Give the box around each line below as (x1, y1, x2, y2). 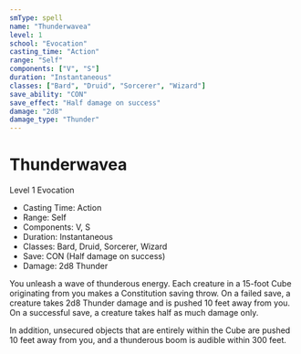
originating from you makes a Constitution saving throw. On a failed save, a (9, 288, 291, 299)
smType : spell (9, 13, 64, 23)
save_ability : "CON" (9, 89, 88, 99)
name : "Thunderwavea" (9, 22, 92, 31)
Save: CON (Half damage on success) (22, 251, 166, 262)
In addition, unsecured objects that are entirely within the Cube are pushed (9, 325, 291, 336)
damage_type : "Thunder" (9, 115, 100, 124)
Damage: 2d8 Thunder (22, 261, 109, 272)
